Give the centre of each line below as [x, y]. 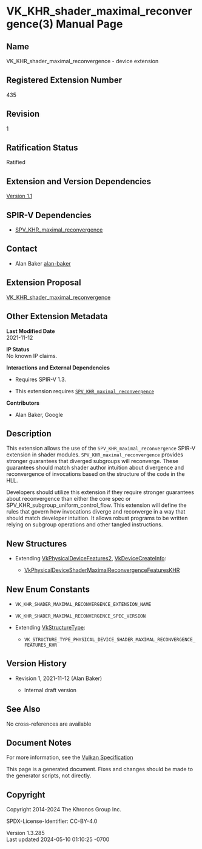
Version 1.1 [19, 196]
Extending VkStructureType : [50, 627]
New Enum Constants [48, 589]
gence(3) [30, 24]
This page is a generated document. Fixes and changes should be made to [99, 769]
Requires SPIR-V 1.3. [41, 379]
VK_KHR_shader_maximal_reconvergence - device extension [82, 61]
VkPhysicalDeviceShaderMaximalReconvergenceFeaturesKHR [102, 570]
